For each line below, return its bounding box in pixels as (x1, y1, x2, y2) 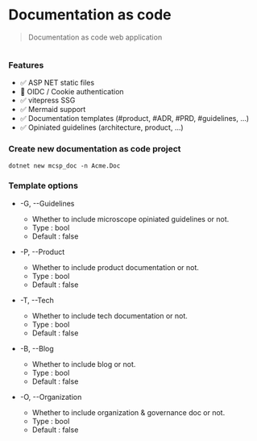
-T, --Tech (19, 295, 54, 305)
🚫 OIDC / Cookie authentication (19, 87, 124, 97)
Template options (8, 180, 79, 191)
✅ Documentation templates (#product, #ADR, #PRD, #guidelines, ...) (19, 114, 250, 123)
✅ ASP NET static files (19, 78, 95, 88)
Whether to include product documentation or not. (31, 262, 200, 272)
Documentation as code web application (27, 32, 163, 42)
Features (8, 59, 44, 70)
